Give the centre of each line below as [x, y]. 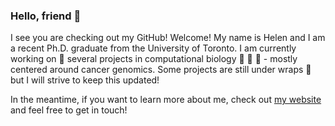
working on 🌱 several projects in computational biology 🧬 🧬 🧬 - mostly [154, 59]
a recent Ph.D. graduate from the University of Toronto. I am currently [153, 48]
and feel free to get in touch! [69, 110]
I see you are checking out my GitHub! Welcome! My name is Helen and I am [168, 38]
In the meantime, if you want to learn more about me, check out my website [166, 100]
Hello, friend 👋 [46, 16]
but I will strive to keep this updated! [85, 80]
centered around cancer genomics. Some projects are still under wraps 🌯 [161, 70]
